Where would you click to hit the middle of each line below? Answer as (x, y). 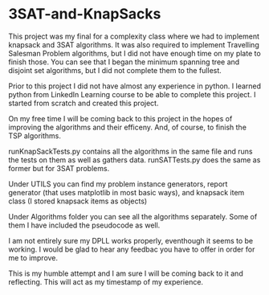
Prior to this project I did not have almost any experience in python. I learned (135, 86)
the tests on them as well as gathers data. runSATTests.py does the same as (134, 160)
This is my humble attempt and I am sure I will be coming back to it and (126, 273)
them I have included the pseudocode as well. (84, 225)
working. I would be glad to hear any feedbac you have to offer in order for (132, 249)
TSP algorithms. (35, 135)
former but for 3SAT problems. (59, 168)
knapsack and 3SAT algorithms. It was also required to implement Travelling (134, 44)
